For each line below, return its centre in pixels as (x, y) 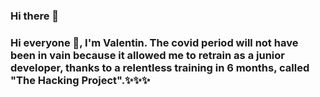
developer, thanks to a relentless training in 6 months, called (160, 67)
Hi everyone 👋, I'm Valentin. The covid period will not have (154, 42)
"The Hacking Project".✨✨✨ (80, 80)
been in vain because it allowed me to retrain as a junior (147, 55)
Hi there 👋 (35, 16)
